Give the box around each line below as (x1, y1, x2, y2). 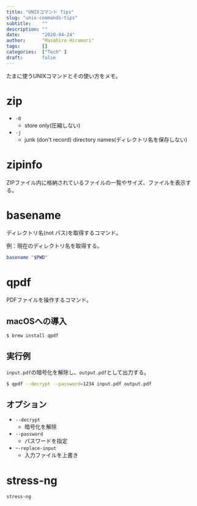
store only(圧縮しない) (24, 121, 81, 129)
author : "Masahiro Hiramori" (6, 37, 95, 44)
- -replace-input (15, 444, 57, 451)
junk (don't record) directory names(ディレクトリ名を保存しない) (24, 136, 188, 143)
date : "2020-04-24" (6, 32, 75, 38)
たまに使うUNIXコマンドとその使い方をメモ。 (6, 72, 121, 80)
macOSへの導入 (6, 316, 67, 326)
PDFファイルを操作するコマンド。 (6, 296, 92, 304)
